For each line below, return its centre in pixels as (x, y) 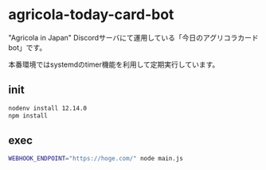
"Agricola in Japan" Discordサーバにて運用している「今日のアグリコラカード (133, 37)
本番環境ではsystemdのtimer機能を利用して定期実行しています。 (114, 64)
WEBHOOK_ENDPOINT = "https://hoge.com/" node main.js (96, 159)
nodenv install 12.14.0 (48, 108)
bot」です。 (27, 47)
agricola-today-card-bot (91, 15)
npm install (28, 116)
